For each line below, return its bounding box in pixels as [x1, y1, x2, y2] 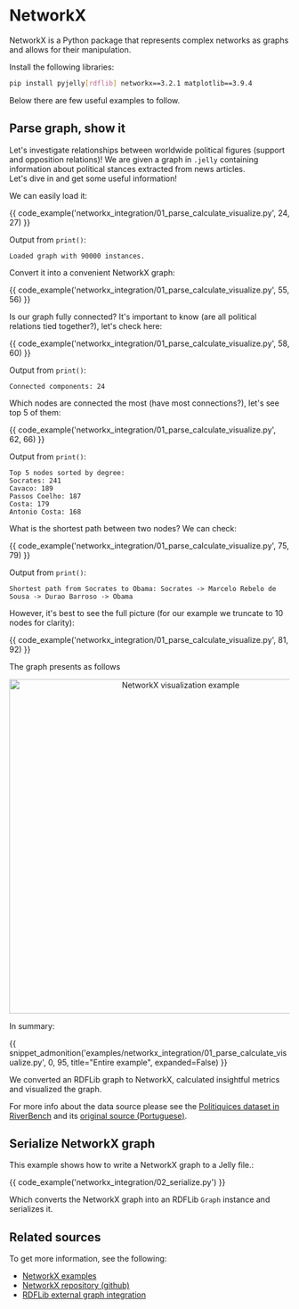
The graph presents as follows [9, 661, 121, 671]
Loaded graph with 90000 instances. [9, 251, 145, 260]
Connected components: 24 [9, 382, 105, 391]
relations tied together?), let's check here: [9, 320, 163, 331]
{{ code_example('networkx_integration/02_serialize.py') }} [9, 1177, 226, 1188]
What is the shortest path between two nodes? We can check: [9, 523, 238, 533]
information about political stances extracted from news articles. [9, 163, 246, 174]
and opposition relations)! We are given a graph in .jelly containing [9, 153, 259, 165]
